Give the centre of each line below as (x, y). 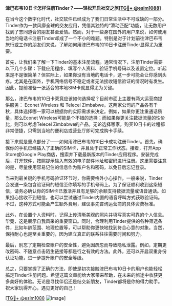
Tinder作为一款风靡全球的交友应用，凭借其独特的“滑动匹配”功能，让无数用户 (86, 25)
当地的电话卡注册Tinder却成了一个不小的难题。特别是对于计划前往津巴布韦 (84, 38)
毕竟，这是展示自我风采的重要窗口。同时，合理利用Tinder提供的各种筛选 (82, 221)
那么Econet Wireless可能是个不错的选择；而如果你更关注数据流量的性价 (90, 118)
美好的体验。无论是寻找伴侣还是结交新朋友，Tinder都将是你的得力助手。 (86, 281)
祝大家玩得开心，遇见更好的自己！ (41, 288)
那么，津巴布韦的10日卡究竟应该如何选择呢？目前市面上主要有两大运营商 (82, 99)
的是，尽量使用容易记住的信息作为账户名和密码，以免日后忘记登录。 (77, 167)
